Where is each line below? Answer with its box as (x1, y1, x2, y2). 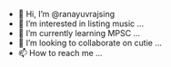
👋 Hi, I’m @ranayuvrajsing (17, 9, 116, 19)
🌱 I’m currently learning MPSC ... (17, 28, 141, 38)
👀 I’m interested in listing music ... (17, 18, 145, 29)
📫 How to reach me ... (17, 48, 103, 58)
